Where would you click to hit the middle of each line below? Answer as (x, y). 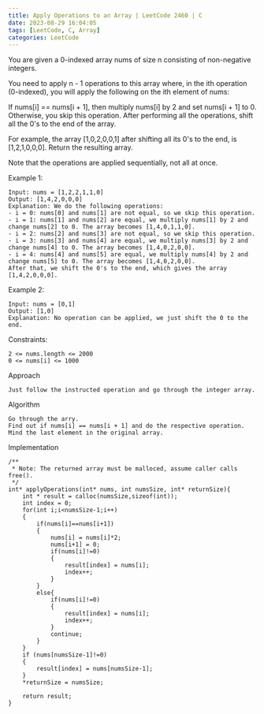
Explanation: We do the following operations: (86, 206)
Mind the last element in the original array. (86, 433)
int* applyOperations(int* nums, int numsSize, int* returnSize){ (119, 489)
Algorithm (24, 405)
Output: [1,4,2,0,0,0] (45, 199)
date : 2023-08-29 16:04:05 (52, 23)
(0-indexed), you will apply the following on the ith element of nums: (119, 92)
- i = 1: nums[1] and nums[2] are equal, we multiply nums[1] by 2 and (128, 220)
